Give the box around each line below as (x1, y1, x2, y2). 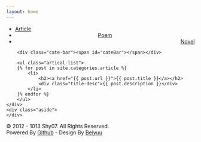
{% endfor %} (17, 91, 50, 97)
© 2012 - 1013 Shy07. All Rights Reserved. (6, 122, 109, 129)
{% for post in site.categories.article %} (17, 65, 127, 71)
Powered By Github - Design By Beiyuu (6, 129, 103, 136)
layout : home (6, 8, 39, 15)
